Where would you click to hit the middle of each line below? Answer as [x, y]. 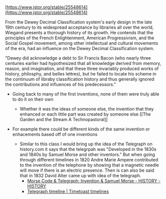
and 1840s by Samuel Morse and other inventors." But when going [87, 154]
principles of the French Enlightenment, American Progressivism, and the [80, 38]
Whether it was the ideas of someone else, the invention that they [87, 109]
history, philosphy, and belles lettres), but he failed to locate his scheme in [81, 74]
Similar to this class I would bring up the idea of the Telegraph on [86, 144]
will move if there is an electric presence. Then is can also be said [87, 170]
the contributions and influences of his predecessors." [61, 84]
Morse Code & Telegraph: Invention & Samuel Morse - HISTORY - [94, 181]
